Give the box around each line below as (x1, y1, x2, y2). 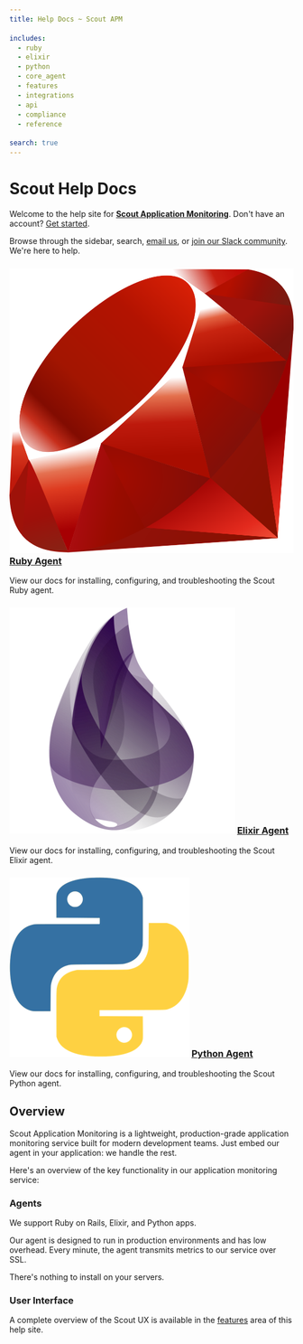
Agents (9, 1197, 42, 1209)
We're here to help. (9, 245, 81, 256)
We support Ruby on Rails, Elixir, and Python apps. (9, 1217, 197, 1228)
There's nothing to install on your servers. (9, 1271, 165, 1283)
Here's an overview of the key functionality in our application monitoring (9, 1164, 278, 1175)
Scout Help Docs (9, 179, 137, 199)
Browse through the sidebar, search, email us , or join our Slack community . (9, 235, 289, 246)
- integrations (17, 90, 75, 99)
